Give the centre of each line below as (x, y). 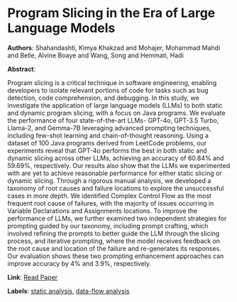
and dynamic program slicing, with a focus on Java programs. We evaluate (116, 113)
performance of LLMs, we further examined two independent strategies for (117, 218)
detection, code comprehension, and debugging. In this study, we (104, 98)
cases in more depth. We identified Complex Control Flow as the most (109, 196)
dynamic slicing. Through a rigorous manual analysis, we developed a (109, 180)
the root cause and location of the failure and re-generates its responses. (115, 248)
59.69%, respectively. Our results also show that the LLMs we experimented (119, 165)
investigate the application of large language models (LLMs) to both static (115, 105)
